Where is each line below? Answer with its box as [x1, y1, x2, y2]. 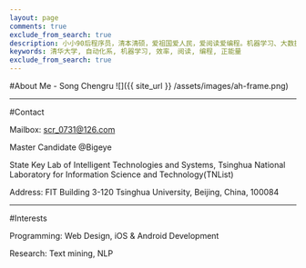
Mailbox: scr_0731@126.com [9, 124, 116, 134]
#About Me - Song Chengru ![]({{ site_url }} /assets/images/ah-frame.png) [9, 81, 289, 91]
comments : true [9, 22, 67, 31]
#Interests [9, 213, 47, 223]
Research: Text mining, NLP [9, 248, 114, 259]
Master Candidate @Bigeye [9, 142, 112, 153]
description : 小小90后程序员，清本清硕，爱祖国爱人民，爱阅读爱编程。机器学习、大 [9, 38, 288, 48]
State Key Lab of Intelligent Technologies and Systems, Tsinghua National [9, 160, 286, 170]
